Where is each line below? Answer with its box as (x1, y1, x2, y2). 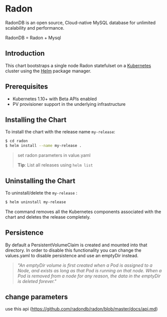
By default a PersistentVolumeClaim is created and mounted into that (5, 242, 147, 248)
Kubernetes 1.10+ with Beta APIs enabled (12, 96, 97, 102)
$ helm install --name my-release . (5, 143, 82, 148)
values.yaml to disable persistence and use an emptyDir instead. (5, 252, 139, 258)
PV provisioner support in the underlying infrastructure (12, 101, 126, 107)
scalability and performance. (5, 25, 65, 31)
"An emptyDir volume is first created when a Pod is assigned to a (17, 262, 153, 268)
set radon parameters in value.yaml (17, 152, 91, 158)
